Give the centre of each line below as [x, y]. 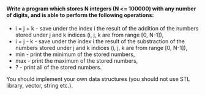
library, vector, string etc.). [40, 86]
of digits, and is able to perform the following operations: [80, 15]
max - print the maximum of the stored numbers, [76, 61]
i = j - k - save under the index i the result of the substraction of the [100, 41]
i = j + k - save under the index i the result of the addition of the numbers [107, 29]
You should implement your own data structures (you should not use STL [98, 79]
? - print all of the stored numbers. [58, 68]
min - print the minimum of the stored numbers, [75, 54]
